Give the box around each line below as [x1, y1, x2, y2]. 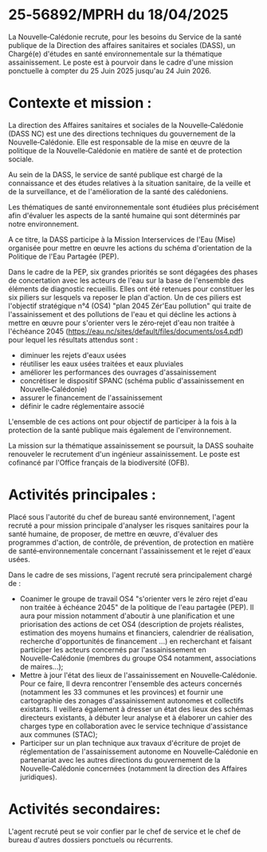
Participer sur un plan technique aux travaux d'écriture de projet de [19, 738, 241, 747]
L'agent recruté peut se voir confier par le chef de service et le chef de [8, 826, 241, 836]
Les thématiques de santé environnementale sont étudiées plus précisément [8, 202, 259, 212]
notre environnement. [8, 219, 80, 228]
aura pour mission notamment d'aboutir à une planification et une [19, 611, 235, 620]
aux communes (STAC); [19, 729, 98, 739]
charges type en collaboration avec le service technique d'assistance [19, 721, 249, 731]
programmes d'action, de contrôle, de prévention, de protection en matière [8, 537, 254, 547]
